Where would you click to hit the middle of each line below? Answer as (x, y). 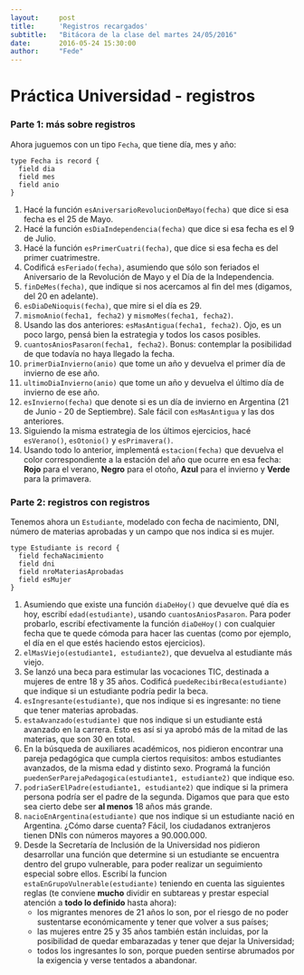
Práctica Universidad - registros (133, 96)
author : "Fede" (47, 52)
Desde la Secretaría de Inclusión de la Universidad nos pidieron (142, 845)
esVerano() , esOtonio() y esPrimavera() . (98, 440)
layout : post (43, 18)
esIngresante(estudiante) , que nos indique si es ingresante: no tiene (152, 700)
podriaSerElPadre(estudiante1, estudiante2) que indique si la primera (156, 787)
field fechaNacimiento (61, 556)
